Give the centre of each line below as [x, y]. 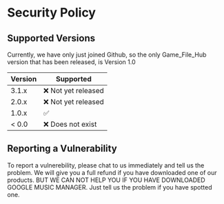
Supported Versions [51, 38]
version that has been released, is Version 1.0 [71, 62]
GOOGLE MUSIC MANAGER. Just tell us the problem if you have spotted [110, 187]
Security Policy [52, 13]
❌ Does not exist [70, 124]
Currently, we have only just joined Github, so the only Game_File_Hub [107, 54]
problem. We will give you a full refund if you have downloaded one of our [112, 172]
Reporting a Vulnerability [62, 149]
